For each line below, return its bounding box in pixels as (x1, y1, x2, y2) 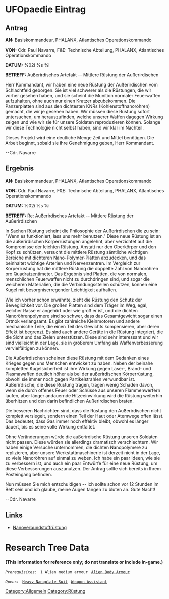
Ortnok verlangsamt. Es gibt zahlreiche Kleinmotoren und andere (5, 318, 140, 324)
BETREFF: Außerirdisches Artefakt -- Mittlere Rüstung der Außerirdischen (5, 72, 159, 78)
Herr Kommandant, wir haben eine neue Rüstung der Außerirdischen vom (5, 82, 158, 88)
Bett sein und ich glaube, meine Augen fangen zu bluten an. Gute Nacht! (5, 486, 155, 492)
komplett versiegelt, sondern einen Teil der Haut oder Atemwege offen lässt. (5, 413, 164, 419)
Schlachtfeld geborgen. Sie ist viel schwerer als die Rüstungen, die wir (5, 87, 152, 93)
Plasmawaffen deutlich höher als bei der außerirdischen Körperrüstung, (5, 371, 154, 377)
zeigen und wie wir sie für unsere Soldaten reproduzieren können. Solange (5, 119, 161, 125)
